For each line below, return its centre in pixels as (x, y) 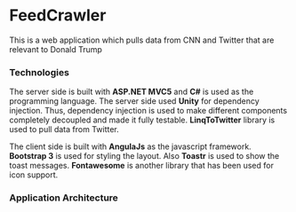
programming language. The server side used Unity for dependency (134, 101)
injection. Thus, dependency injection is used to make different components (148, 111)
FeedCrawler (58, 16)
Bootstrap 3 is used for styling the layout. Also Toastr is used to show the (144, 156)
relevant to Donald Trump (56, 49)
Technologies (39, 72)
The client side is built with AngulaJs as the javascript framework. (130, 146)
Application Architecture (64, 198)
